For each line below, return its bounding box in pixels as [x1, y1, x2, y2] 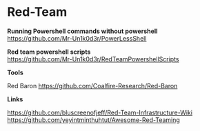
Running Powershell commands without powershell [7, 27, 158, 35]
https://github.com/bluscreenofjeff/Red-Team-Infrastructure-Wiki [7, 108, 193, 117]
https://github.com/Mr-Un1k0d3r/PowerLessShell [7, 34, 147, 42]
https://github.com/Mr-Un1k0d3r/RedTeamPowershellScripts [7, 54, 179, 63]
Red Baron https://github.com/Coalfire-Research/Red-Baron [7, 81, 178, 90]
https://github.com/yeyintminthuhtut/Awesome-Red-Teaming [7, 115, 181, 124]
